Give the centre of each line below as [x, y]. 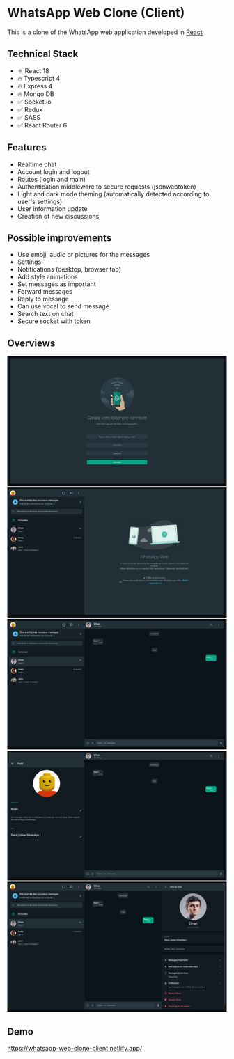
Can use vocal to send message [63, 306]
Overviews [31, 343]
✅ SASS [29, 117]
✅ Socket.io [34, 102]
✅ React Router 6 [42, 125]
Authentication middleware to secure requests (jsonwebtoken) [107, 187]
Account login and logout [54, 171]
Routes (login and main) [51, 179]
